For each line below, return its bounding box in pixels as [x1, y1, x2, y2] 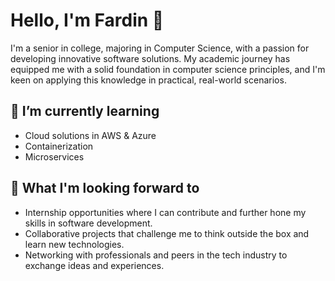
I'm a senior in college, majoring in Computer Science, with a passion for [10, 42, 310, 54]
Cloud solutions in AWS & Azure [24, 129, 157, 141]
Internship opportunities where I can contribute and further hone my [24, 206, 307, 218]
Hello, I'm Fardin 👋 [10, 9, 165, 32]
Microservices [24, 150, 85, 163]
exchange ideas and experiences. [24, 259, 165, 271]
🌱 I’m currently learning [10, 103, 160, 120]
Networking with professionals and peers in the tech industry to [24, 249, 288, 261]
